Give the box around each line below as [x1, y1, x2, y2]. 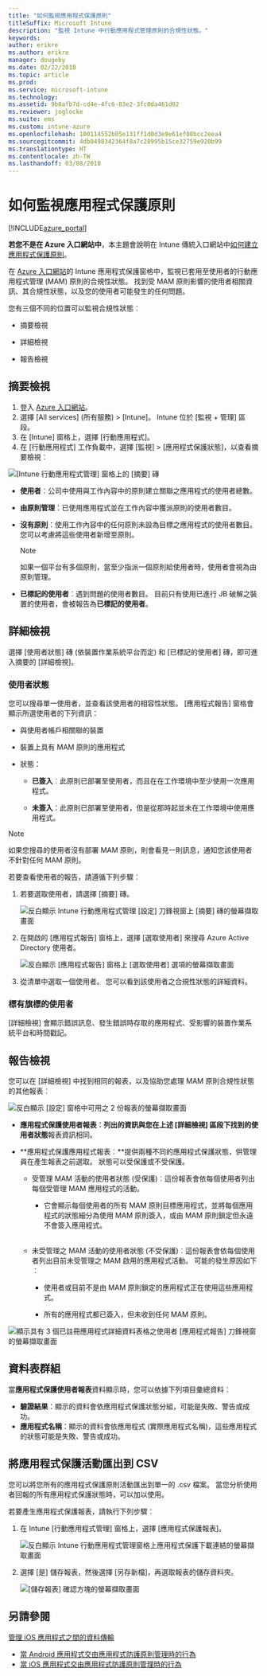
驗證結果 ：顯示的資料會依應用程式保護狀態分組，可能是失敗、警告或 [19, 1401, 243, 1411]
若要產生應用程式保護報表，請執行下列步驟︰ [8, 1506, 155, 1516]
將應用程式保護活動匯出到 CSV [8, 1457, 159, 1471]
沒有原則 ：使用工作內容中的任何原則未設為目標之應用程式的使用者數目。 [19, 519, 257, 529]
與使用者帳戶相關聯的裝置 [19, 725, 104, 735]
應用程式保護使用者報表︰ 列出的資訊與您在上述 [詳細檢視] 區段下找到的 [19, 1120, 252, 1130]
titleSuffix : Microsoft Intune [8, 19, 112, 27]
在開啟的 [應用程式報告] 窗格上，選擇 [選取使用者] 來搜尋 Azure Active [19, 932, 250, 942]
